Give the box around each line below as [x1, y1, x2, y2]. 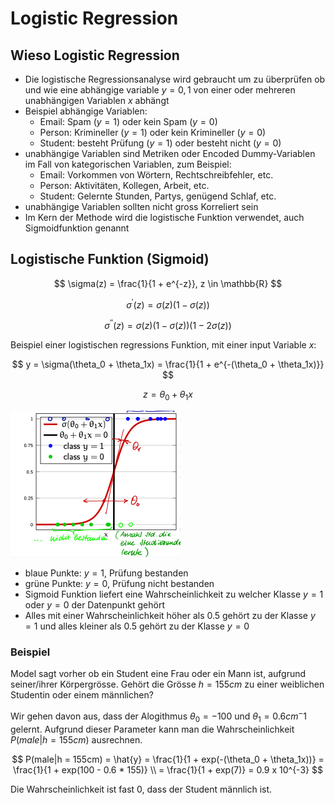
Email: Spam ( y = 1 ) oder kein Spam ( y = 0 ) [39, 116, 218, 127]
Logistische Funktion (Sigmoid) [10, 251, 210, 268]
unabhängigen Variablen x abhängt [24, 95, 170, 106]
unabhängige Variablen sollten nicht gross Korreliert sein [24, 201, 259, 212]
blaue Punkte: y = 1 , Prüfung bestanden [24, 567, 189, 579]
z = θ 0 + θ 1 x [143, 388, 193, 402]
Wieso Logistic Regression [10, 47, 180, 64]
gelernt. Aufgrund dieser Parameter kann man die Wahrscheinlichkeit [10, 723, 295, 735]
